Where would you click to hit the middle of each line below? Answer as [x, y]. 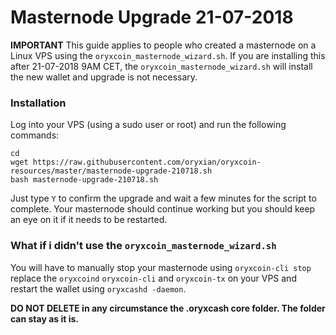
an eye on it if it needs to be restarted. [89, 220]
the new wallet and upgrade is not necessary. [104, 77]
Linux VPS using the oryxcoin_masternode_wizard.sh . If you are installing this [168, 55]
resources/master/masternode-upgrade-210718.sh [111, 171]
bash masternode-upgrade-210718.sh [84, 180]
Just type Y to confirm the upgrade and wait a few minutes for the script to [163, 198]
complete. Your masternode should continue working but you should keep [163, 209]
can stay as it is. [45, 318]
